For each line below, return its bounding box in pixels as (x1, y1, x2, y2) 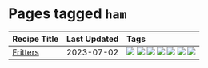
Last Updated (66, 33, 119, 44)
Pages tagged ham (8, 5, 127, 23)
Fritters (12, 47, 40, 58)
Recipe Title (12, 33, 59, 44)
